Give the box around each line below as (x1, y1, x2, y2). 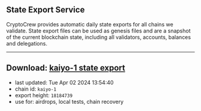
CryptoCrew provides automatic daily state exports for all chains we (6, 20, 173, 28)
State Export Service (6, 5, 85, 15)
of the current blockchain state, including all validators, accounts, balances (6, 33, 191, 41)
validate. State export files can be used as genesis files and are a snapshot (6, 27, 191, 34)
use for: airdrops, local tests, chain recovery (14, 98, 124, 105)
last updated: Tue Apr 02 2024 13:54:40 (14, 79, 114, 86)
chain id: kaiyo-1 (14, 85, 57, 92)
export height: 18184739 (14, 91, 73, 98)
